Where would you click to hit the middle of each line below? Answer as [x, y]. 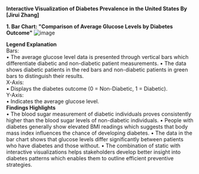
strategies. [19, 164]
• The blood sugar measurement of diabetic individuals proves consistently [99, 114]
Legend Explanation [31, 44]
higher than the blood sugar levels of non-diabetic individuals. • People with [100, 120]
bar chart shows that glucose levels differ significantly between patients [95, 139]
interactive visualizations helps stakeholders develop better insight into [94, 152]
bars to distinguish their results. [45, 76]
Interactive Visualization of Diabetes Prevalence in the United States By [97, 9]
